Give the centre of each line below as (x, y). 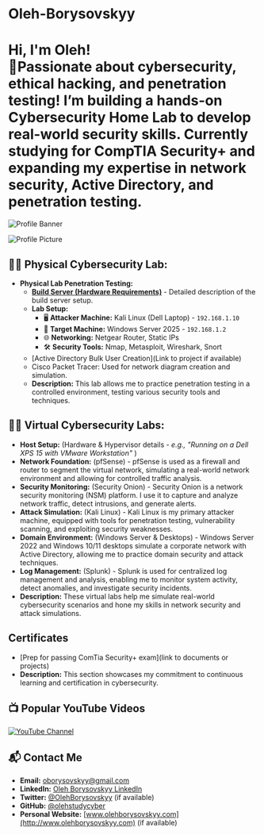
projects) (34, 666)
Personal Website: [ (53, 814)
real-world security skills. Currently (128, 135)
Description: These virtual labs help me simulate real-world (117, 596)
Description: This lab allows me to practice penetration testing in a (141, 383)
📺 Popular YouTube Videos (77, 708)
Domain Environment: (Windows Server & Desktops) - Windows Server (137, 537)
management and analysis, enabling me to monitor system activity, (128, 579)
